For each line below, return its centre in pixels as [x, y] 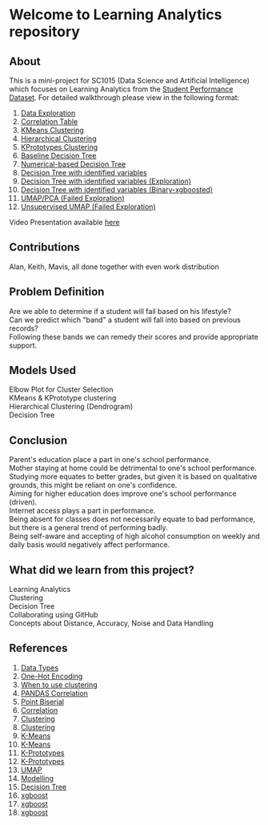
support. [23, 345]
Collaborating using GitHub [54, 615]
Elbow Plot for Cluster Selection [61, 389]
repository [45, 32]
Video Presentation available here [64, 222]
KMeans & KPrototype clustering [63, 398]
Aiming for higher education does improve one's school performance [123, 493]
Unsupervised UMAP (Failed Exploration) [88, 207]
